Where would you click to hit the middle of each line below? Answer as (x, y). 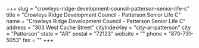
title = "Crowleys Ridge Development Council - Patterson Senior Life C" (94, 15)
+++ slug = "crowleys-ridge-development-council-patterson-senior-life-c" (98, 9)
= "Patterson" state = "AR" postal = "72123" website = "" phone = (87, 34)
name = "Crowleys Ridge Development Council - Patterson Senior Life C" (96, 21)
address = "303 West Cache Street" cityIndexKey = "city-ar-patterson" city (99, 27)
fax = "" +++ (38, 40)
